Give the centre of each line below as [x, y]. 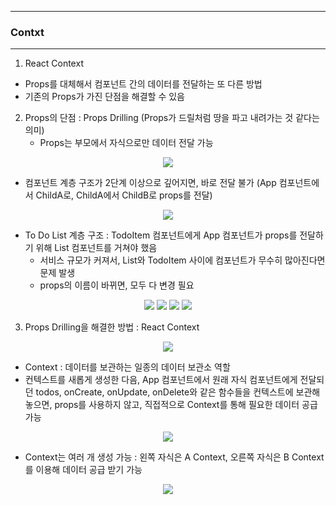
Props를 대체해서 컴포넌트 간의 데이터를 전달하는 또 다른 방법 [143, 84]
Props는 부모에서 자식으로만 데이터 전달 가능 [126, 143]
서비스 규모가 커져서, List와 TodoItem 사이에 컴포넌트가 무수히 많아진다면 [182, 260]
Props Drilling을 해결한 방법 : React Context [112, 327]
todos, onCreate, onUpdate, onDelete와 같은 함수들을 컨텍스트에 [164, 392]
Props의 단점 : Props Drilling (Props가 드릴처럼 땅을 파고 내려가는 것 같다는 [172, 118]
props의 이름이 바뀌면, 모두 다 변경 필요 [117, 285]
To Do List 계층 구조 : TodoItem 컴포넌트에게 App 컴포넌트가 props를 [161, 235]
